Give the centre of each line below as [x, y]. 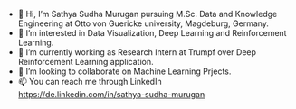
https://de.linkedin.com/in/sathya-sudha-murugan [111, 94]
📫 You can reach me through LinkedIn [90, 82]
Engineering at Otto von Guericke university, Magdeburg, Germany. [143, 23]
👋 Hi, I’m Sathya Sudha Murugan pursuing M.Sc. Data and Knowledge [148, 14]
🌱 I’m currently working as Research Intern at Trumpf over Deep [137, 52]
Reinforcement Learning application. [86, 62]
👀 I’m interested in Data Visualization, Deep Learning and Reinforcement [152, 33]
